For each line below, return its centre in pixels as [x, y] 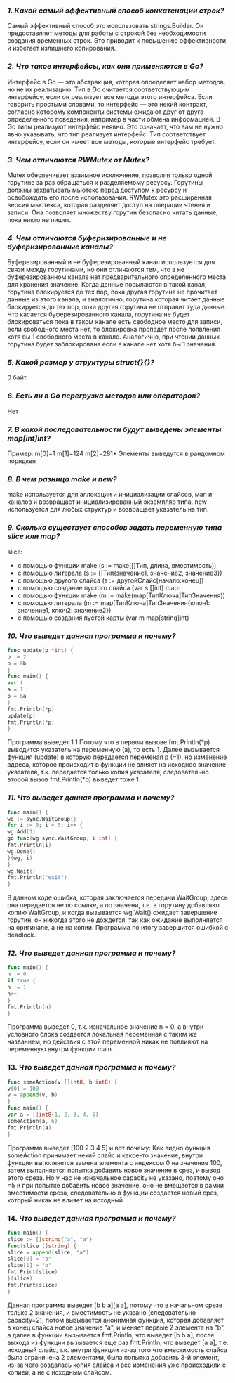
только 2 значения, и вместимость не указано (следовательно [102, 1312]
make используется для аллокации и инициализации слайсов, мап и [110, 495]
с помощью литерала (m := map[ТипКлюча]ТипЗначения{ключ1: [114, 602]
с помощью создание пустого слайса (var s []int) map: [99, 587]
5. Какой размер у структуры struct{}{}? [81, 363]
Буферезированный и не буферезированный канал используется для [111, 262]
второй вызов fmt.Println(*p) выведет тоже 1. [74, 779]
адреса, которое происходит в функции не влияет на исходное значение [117, 765]
